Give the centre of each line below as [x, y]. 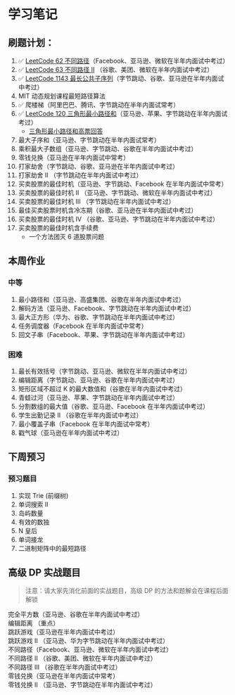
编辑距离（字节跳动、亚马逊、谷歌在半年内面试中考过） [98, 380]
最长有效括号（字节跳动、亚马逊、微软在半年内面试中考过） [104, 371]
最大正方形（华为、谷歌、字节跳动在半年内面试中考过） [98, 317]
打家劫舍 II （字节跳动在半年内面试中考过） [80, 175]
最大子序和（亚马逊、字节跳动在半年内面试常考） [89, 140]
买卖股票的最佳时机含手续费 [58, 228]
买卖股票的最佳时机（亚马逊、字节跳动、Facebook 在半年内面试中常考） [123, 184]
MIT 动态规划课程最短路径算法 [62, 96]
